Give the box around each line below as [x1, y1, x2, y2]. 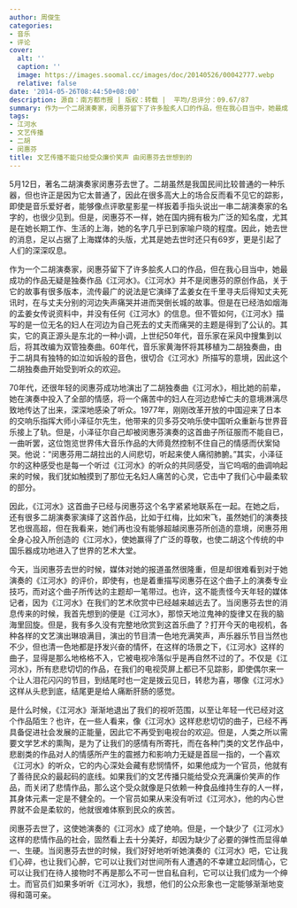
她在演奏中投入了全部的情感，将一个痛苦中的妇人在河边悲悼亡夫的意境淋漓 [9, 393, 280, 404]
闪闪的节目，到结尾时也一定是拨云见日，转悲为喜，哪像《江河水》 [47, 674, 288, 685]
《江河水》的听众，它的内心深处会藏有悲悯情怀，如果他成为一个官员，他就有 [9, 759, 288, 771]
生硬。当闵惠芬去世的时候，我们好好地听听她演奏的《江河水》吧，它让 [24, 845, 280, 856]
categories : [9, 21, 53, 30]
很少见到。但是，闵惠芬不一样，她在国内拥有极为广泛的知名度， [39, 212, 272, 222]
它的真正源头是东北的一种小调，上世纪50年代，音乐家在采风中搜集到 [24, 330, 275, 341]
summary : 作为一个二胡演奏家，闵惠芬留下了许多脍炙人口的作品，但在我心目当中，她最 [9, 104, 282, 113]
